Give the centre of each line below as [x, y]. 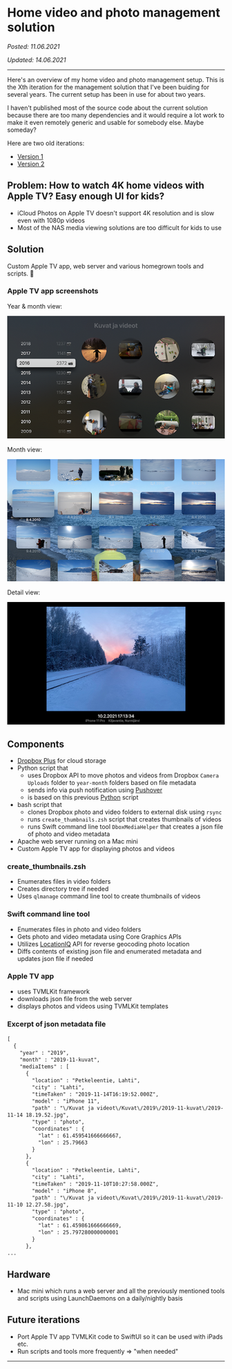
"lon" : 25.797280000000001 [78, 1233]
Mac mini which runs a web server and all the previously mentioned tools [121, 1291]
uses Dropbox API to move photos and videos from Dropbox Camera [123, 775]
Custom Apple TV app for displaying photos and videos [96, 848]
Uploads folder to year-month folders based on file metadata [112, 782]
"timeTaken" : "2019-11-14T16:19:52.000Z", [95, 1095]
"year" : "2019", [45, 1053]
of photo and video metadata [69, 834]
